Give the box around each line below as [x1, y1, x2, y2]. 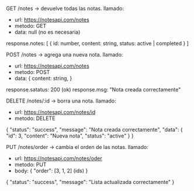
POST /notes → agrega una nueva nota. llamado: [6, 51, 123, 58]
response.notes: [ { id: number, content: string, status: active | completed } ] [6, 40, 189, 47]
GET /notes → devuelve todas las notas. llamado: [6, 5, 124, 12]
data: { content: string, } [14, 75, 72, 82]
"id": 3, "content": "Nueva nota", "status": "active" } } [6, 132, 134, 139]
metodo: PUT [14, 161, 47, 168]
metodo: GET [14, 23, 47, 29]
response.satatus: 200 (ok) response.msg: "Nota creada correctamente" [6, 86, 181, 93]
